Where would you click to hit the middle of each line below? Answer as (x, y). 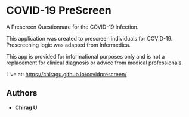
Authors (22, 93)
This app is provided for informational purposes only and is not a (86, 56)
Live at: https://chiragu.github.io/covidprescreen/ (66, 74)
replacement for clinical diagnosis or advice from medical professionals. (95, 63)
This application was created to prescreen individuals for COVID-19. (89, 38)
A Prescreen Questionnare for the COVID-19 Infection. (72, 27)
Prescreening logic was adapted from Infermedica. (69, 45)
